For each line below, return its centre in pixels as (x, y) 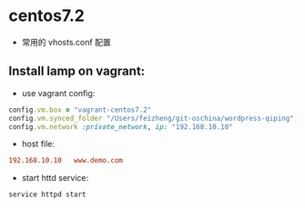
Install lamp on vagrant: (77, 71)
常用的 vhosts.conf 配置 (66, 42)
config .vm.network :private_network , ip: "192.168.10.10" (121, 127)
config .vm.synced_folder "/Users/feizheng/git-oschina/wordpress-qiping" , (153, 118)
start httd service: (55, 178)
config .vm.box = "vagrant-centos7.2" (80, 110)
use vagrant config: (58, 93)
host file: (38, 144)
